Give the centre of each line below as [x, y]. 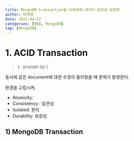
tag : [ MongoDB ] [21, 28]
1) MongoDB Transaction [44, 132]
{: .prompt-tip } [33, 67]
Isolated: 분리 [26, 110]
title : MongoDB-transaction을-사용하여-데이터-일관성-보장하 [63, 10]
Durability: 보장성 [30, 116]
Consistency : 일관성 [33, 104]
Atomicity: [23, 98]
